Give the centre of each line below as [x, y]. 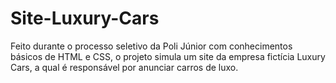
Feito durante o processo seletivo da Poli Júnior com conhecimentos [151, 46]
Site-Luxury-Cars [85, 18]
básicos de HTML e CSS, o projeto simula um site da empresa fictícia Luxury [168, 56]
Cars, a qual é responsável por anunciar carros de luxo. [124, 67]
